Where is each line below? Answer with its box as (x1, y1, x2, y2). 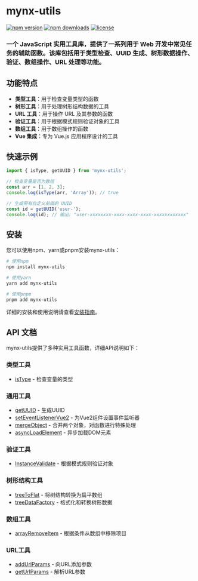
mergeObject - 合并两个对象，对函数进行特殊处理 (14, 422, 136, 429)
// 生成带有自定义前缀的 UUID (6, 200, 73, 207)
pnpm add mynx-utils (6, 297, 58, 303)
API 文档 (6, 327, 38, 338)
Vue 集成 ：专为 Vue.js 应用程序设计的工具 (14, 133, 118, 140)
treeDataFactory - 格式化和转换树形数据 (14, 499, 113, 506)
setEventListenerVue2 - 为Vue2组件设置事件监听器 (14, 414, 140, 422)
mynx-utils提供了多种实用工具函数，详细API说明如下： (6, 345, 140, 352)
